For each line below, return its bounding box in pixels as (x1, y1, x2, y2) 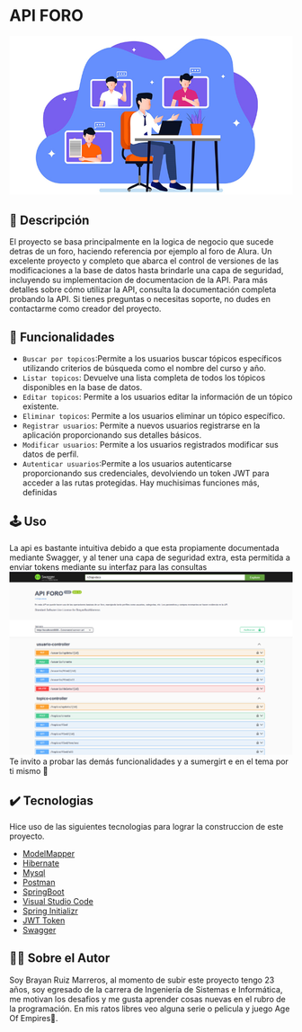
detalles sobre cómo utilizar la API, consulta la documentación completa (9, 284, 277, 295)
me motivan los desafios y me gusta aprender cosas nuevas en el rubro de (9, 993, 286, 1004)
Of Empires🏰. (9, 1012, 58, 1023)
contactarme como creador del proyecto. (9, 303, 162, 315)
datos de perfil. (22, 449, 79, 459)
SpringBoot (22, 886, 65, 897)
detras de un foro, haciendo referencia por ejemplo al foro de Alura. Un (9, 246, 272, 257)
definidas (22, 487, 58, 498)
